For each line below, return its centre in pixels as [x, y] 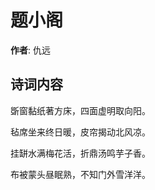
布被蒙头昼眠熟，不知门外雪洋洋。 [80, 174]
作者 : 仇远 [30, 50]
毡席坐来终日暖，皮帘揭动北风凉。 [80, 132]
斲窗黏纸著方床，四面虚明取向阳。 [80, 110]
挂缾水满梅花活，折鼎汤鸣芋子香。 [80, 153]
